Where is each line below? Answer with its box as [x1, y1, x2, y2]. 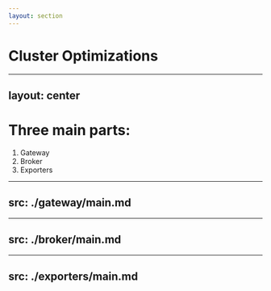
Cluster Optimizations [8, 46, 159, 65]
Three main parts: [8, 121, 131, 140]
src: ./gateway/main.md [8, 196, 131, 210]
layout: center [8, 88, 81, 102]
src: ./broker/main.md [8, 233, 122, 247]
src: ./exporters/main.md [8, 269, 139, 283]
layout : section [8, 11, 63, 20]
